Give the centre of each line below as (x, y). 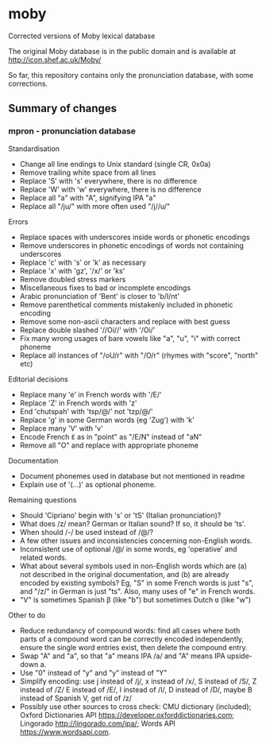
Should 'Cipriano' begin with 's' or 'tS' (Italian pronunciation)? (120, 515)
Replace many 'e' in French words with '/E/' (91, 394)
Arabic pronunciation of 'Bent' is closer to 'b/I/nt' (100, 296)
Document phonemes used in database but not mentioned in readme (132, 476)
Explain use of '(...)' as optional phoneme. (88, 484)
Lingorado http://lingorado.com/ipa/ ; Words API (98, 723)
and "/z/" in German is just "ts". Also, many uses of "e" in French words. (137, 591)
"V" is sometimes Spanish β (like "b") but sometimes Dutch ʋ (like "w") (135, 599)
